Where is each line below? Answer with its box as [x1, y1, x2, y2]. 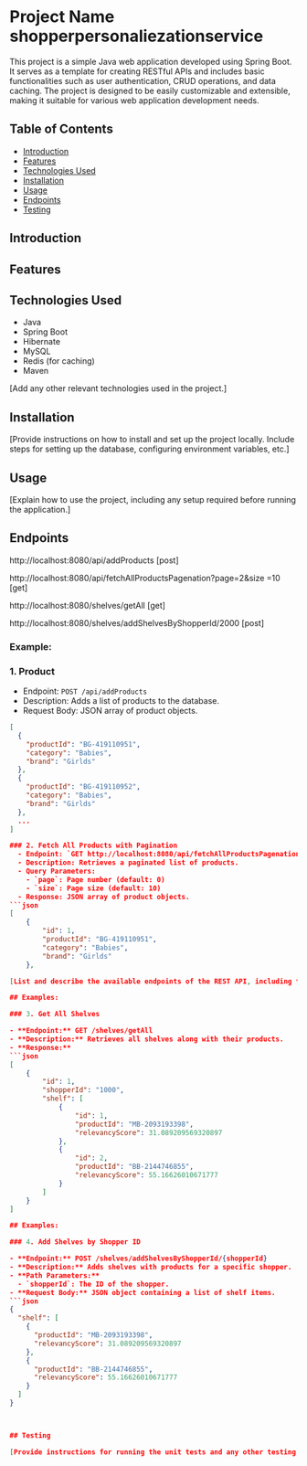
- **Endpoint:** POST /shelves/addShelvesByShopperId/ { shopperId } [9, 1254, 268, 1263]
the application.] [9, 504, 71, 515]
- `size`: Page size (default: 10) [26, 884, 162, 893]
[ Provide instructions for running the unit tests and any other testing [9, 1447, 297, 1457]
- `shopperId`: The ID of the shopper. [17, 1280, 170, 1289]
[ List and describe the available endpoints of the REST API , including [9, 976, 292, 986]
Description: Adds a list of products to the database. [22, 696, 220, 706]
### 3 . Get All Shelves [9, 1010, 101, 1019]
